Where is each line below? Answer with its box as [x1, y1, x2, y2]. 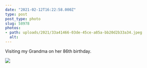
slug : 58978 [5, 21, 30, 26]
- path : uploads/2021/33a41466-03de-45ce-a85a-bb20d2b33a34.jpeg [5, 30, 142, 35]
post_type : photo [5, 16, 41, 21]
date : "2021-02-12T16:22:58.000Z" [5, 7, 76, 12]
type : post [5, 12, 28, 17]
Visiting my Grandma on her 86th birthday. [5, 48, 92, 54]
